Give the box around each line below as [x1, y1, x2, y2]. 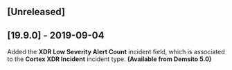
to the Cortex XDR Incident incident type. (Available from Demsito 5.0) [7, 55, 212, 63]
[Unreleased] [7, 6, 66, 18]
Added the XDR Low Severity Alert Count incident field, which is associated [7, 48, 225, 56]
